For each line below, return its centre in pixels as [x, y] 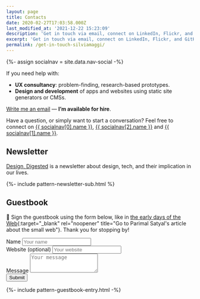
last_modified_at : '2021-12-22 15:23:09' [58, 28]
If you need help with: [33, 73]
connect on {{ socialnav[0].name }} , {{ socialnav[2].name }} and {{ [88, 127]
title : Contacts [26, 17]
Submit [17, 277]
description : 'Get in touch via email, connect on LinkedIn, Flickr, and [100, 34]
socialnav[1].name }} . [32, 133]
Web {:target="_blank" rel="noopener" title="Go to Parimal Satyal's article [96, 223]
